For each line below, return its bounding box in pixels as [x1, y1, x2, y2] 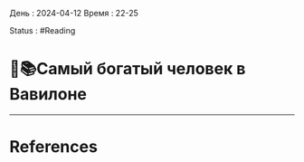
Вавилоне [9, 84, 88, 105]
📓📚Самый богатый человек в [9, 59, 246, 80]
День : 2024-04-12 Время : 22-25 [9, 8, 138, 18]
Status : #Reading [9, 25, 76, 35]
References [9, 137, 98, 157]
